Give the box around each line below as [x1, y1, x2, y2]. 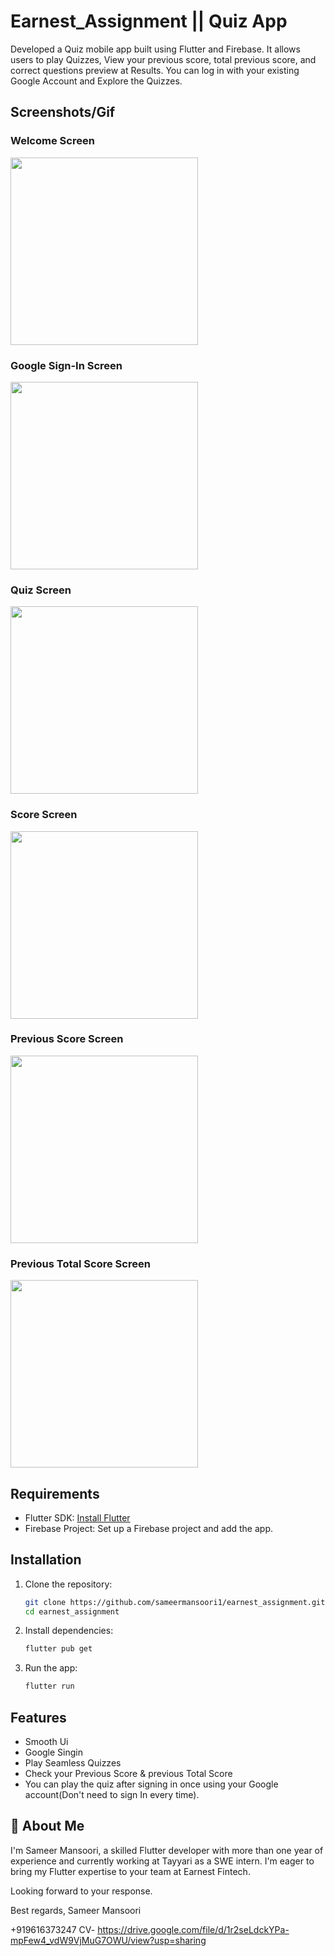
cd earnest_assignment [24, 1606, 120, 1617]
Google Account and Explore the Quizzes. [10, 75, 183, 87]
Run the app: [24, 1662, 78, 1674]
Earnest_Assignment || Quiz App [10, 10, 288, 33]
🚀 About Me [10, 1818, 85, 1835]
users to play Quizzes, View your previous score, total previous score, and [10, 53, 317, 65]
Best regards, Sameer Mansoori [10, 1904, 142, 1916]
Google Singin [24, 1746, 83, 1759]
